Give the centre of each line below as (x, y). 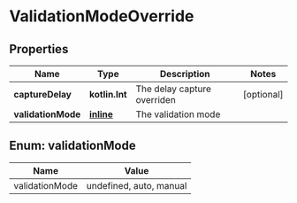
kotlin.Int (108, 94)
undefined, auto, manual (137, 185)
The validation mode (178, 114)
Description (185, 74)
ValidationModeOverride (102, 16)
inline (101, 114)
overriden (156, 100)
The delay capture (174, 89)
